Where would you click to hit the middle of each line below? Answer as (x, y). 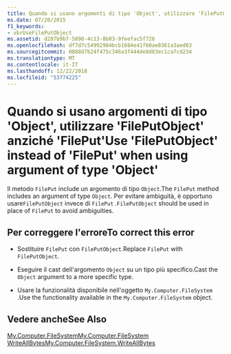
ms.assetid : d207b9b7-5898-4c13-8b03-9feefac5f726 (81, 39)
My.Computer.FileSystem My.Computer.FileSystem (78, 335)
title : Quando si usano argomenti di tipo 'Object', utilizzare (101, 13)
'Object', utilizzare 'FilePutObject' (106, 126)
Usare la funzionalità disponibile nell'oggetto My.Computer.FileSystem (115, 290)
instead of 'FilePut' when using (98, 155)
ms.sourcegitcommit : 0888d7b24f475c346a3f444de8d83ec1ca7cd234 (100, 52)
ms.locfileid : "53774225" (44, 77)
